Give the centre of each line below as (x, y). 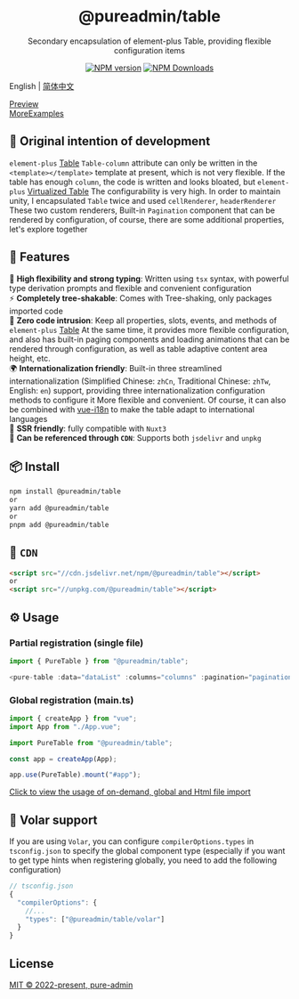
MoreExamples (36, 113)
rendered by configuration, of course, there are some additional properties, (147, 219)
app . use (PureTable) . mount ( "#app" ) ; (75, 775)
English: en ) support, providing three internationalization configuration (137, 390)
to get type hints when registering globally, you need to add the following (143, 860)
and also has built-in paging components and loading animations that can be (149, 339)
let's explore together (48, 229)
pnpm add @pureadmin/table (59, 524)
